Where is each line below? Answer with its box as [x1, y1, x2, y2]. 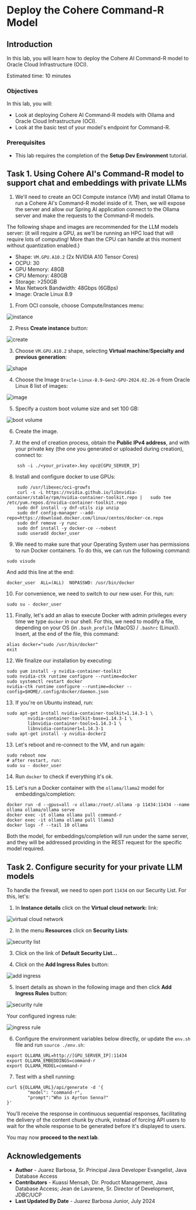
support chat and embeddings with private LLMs [6, 178, 187, 188]
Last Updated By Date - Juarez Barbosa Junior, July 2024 [15, 1198, 155, 1205]
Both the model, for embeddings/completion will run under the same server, [6, 833, 189, 840]
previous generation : [15, 353, 67, 360]
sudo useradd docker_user [17, 531, 80, 537]
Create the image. [15, 428, 59, 435]
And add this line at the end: [6, 569, 75, 576]
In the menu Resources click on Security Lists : [15, 927, 129, 934]
